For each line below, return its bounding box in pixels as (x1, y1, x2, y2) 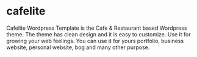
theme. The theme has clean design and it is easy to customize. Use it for (6, 30, 191, 38)
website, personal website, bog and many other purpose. (6, 44, 150, 51)
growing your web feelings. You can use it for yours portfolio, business (6, 37, 184, 44)
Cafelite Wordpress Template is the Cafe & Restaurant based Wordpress (6, 24, 187, 32)
